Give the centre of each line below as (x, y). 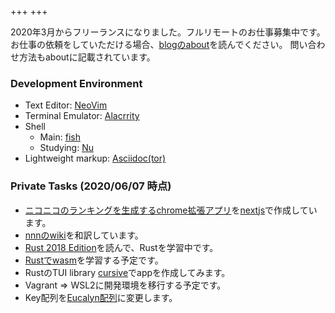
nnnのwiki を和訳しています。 (84, 235)
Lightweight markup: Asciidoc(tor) (95, 158)
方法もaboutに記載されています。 (87, 57)
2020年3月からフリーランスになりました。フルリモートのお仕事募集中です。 (168, 32)
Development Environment (76, 83)
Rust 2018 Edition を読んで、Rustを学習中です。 (121, 247)
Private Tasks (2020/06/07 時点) (91, 186)
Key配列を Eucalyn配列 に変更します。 (101, 297)
